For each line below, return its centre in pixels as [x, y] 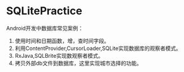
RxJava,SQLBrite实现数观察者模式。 [59, 55]
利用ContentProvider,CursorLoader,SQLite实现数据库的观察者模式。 [98, 48]
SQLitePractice [44, 11]
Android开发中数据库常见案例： [45, 28]
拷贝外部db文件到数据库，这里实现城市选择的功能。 [78, 63]
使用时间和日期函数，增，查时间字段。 [62, 40]
